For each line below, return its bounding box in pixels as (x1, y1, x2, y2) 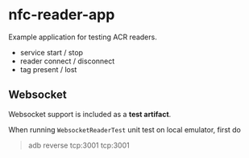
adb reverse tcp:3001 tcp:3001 (27, 140, 131, 150)
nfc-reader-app (8, 6, 115, 24)
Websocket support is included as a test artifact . (8, 109, 172, 119)
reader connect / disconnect (19, 56, 115, 66)
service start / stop (19, 47, 83, 57)
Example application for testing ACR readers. (8, 32, 157, 42)
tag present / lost (19, 64, 77, 74)
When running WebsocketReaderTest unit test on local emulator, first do (8, 124, 242, 134)
